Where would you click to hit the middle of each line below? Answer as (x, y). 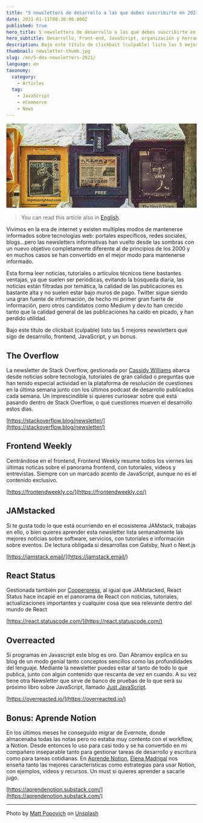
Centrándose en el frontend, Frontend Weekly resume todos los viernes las (100, 460)
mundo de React (27, 610)
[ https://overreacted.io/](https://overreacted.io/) (66, 699)
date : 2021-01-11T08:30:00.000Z (47, 19)
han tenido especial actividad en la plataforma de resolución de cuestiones (100, 383)
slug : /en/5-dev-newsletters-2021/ (51, 58)
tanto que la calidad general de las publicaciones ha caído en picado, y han (100, 312)
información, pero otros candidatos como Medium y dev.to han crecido (95, 306)
